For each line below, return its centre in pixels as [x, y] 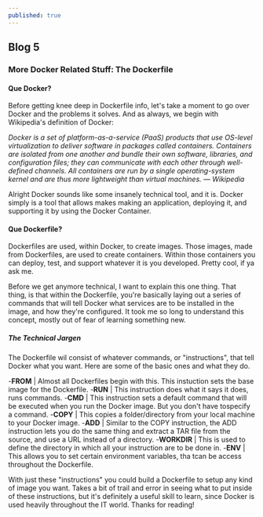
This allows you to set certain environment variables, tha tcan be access [125, 457]
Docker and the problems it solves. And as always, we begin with [113, 114]
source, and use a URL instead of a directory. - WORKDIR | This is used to [127, 439]
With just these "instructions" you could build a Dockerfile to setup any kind [130, 480]
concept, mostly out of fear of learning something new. [97, 320]
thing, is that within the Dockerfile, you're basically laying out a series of [125, 295]
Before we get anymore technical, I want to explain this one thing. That [122, 286]
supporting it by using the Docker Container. [80, 211]
